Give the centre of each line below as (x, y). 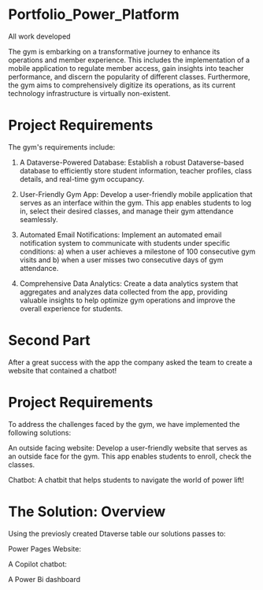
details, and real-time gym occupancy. (82, 179)
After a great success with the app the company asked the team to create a (130, 362)
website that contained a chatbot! (63, 370)
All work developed (39, 36)
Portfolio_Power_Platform (94, 15)
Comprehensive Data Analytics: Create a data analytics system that (129, 283)
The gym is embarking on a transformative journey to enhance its (114, 51)
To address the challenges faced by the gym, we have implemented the (124, 424)
